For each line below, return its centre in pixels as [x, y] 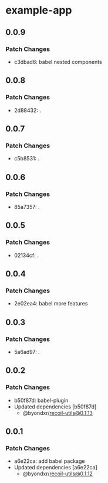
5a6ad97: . [27, 352]
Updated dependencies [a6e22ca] [55, 468]
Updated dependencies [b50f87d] [55, 407]
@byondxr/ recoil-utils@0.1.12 [58, 474]
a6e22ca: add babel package [49, 461]
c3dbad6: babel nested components [58, 62]
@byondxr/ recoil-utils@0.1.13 [58, 413]
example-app [39, 10]
